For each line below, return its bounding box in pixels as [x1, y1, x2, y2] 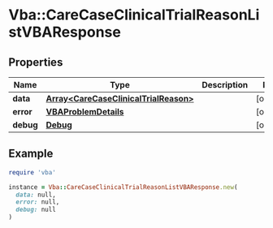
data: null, [15, 191, 57, 199]
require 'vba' [8, 168, 57, 176]
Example [8, 147, 54, 161]
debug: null [15, 205, 57, 214]
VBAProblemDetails [45, 106, 124, 117]
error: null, [15, 198, 60, 206]
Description [201, 80, 249, 90]
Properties [8, 55, 63, 69]
